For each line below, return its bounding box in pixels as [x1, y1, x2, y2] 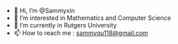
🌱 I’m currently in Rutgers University [13, 21, 117, 29]
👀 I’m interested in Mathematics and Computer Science [13, 14, 171, 22]
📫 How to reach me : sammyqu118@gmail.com [13, 29, 149, 37]
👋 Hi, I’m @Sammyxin [13, 7, 75, 14]
